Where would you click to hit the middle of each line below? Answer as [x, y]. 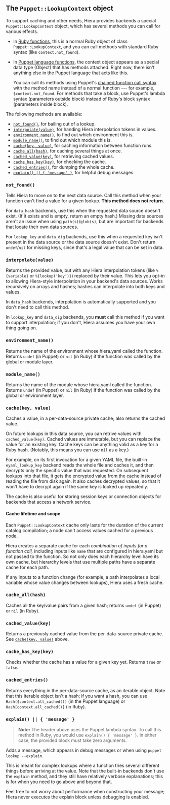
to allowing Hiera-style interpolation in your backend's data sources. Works [84, 281]
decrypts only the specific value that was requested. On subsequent [77, 471]
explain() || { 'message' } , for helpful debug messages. [74, 172]
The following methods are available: [44, 114]
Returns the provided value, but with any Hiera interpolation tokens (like [80, 270]
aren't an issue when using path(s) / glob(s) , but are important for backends [85, 222]
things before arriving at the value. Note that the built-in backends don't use [85, 771]
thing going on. [22, 328]
